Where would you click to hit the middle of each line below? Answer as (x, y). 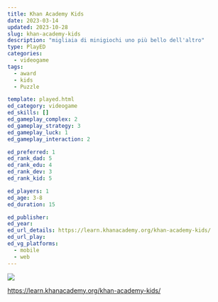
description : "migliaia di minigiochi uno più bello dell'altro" (106, 41)
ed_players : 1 (28, 191)
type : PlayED (27, 47)
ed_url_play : (27, 237)
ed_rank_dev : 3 (30, 172)
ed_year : (20, 224)
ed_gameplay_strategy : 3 (44, 126)
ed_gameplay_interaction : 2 (49, 139)
